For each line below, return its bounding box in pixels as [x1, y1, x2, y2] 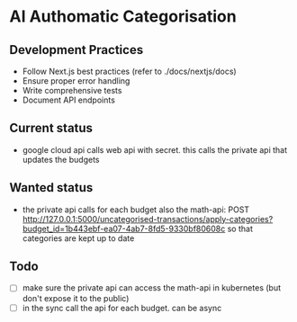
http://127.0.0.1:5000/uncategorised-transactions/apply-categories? [22, 213, 274, 224]
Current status [9, 121, 93, 136]
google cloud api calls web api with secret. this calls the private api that [22, 144, 288, 155]
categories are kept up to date [22, 232, 135, 244]
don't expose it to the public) [22, 292, 130, 303]
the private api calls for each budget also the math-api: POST [22, 204, 250, 215]
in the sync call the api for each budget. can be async [22, 302, 222, 313]
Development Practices [9, 42, 144, 58]
